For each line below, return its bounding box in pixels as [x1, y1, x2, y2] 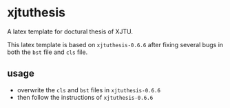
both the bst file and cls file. [7, 48, 88, 56]
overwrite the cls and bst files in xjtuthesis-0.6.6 [17, 85, 160, 94]
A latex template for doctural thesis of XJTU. [7, 27, 133, 36]
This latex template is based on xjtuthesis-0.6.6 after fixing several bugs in [7, 40, 224, 49]
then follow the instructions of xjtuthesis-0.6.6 [17, 93, 154, 101]
